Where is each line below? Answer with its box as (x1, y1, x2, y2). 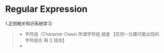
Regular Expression (5, 3, 88, 15)
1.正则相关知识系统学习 (5, 20, 52, 26)
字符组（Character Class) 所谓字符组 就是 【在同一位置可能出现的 (24, 31, 160, 37)
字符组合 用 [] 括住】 (24, 37, 67, 43)
